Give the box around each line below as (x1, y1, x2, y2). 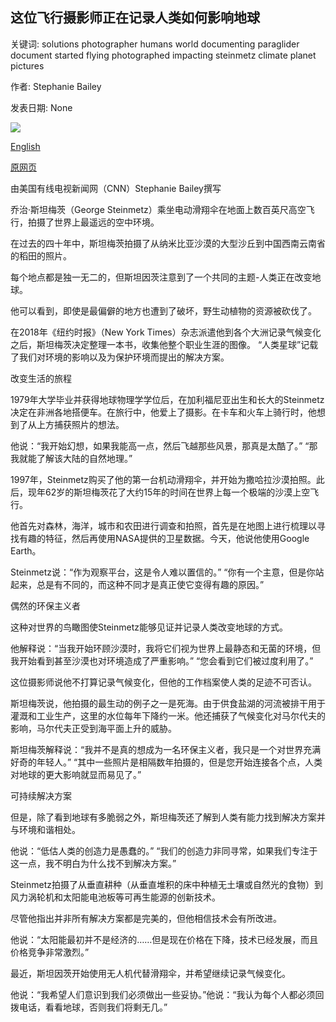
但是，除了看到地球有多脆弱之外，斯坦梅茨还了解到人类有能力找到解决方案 (10, 811, 317, 823)
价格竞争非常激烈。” (10, 946, 90, 958)
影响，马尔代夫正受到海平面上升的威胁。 (10, 722, 177, 734)
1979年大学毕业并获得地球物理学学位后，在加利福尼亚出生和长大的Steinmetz (10, 393, 325, 405)
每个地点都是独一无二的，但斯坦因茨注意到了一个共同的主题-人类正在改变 (10, 271, 313, 283)
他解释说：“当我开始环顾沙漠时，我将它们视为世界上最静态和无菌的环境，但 (10, 642, 322, 654)
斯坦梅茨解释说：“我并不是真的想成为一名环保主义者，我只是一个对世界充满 (10, 743, 322, 755)
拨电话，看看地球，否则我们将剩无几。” (10, 1001, 168, 1013)
